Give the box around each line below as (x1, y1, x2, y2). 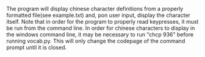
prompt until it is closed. (6, 44, 67, 51)
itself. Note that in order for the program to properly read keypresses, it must (6, 18, 199, 25)
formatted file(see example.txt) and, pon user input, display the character (6, 12, 191, 19)
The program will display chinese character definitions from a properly (6, 5, 184, 12)
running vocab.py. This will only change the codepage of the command (6, 38, 185, 44)
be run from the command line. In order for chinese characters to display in (6, 24, 195, 32)
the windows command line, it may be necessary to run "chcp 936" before (6, 31, 194, 38)
